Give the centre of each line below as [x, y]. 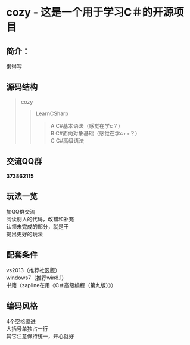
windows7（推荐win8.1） [37, 278]
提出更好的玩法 [24, 234]
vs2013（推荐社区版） [33, 270]
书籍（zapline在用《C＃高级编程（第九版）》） [61, 285]
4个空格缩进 [21, 321]
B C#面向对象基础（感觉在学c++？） [96, 133]
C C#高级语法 [67, 140]
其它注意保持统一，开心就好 [40, 336]
